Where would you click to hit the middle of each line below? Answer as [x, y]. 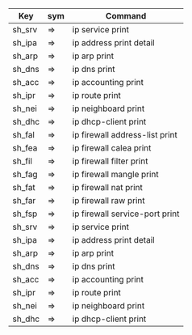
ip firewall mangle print [115, 174]
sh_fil [22, 161]
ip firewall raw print [109, 200]
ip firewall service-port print [126, 214]
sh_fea [25, 148]
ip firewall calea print [112, 148]
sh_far [24, 200]
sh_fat [24, 187]
